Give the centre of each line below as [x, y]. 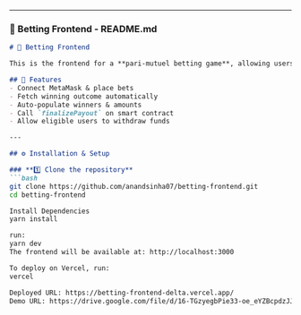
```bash [24, 178]
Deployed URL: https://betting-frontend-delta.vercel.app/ [122, 293]
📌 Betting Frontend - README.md [83, 29]
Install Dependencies [50, 211]
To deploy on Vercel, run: [60, 268]
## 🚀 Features [36, 80]
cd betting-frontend [48, 195]
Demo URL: [28, 301]
